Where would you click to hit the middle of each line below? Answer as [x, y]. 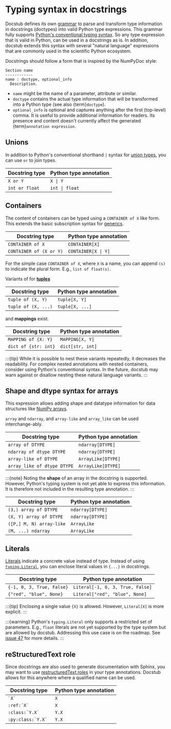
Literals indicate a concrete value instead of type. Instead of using [75, 561]
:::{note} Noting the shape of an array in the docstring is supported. [77, 478]
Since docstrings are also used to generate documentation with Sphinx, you [85, 667]
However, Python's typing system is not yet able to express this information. [85, 484]
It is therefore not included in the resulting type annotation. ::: [70, 489]
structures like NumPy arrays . [37, 409]
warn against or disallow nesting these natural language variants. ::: [77, 375]
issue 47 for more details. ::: [35, 638]
